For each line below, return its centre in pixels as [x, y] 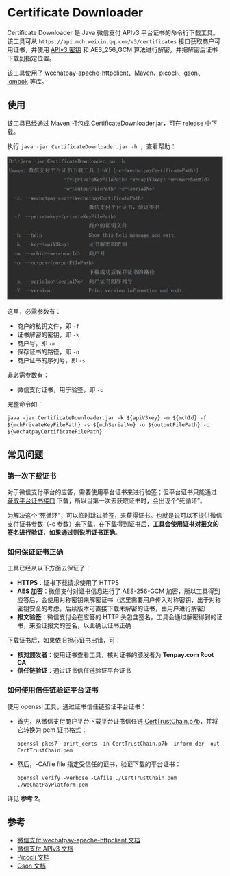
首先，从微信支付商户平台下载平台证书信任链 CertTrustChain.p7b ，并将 [117, 721]
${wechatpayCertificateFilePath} [55, 432]
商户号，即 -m [36, 343]
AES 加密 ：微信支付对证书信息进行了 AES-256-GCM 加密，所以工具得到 [118, 591]
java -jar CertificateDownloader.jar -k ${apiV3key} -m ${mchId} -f [107, 418]
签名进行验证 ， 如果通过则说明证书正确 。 [64, 533]
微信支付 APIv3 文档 [45, 849]
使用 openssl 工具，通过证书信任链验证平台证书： [77, 706]
